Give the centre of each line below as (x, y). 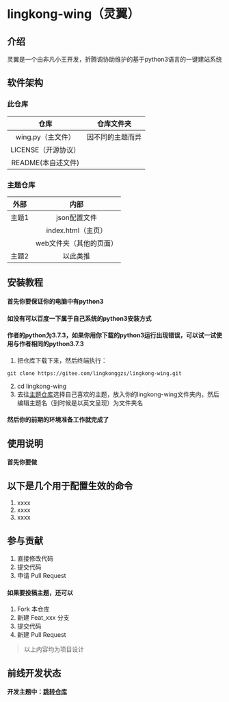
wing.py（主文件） (45, 136)
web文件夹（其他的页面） (77, 243)
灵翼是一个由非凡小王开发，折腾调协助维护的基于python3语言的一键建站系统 (114, 59)
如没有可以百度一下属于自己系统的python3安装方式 (79, 318)
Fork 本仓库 (33, 609)
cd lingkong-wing (42, 386)
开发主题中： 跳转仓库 (37, 692)
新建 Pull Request (41, 635)
